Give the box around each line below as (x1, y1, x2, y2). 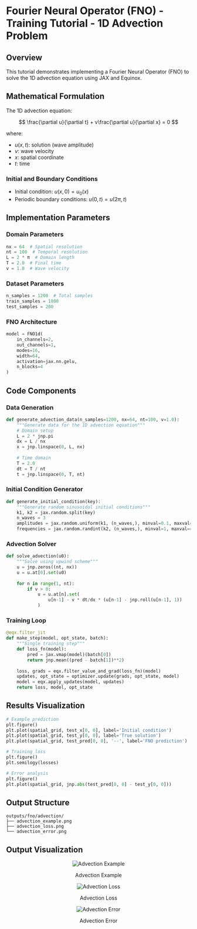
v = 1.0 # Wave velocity (6, 266, 69, 272)
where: (6, 129, 23, 136)
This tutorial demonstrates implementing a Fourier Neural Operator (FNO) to (6, 68, 189, 75)
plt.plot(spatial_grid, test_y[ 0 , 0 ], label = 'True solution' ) (6, 732, 161, 739)
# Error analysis (6, 770, 49, 776)
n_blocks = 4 (16, 364, 43, 370)
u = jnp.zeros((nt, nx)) (16, 564, 77, 570)
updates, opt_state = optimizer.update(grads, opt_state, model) (16, 674, 180, 680)
